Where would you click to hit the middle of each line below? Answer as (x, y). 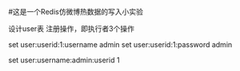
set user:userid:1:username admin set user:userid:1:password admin (120, 45)
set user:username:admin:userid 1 (64, 60)
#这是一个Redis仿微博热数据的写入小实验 (76, 12)
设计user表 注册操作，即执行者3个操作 (71, 29)
